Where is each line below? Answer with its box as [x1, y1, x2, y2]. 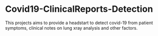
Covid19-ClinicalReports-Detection [5, 3, 154, 15]
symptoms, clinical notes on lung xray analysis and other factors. [5, 25, 138, 31]
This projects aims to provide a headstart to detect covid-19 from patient [5, 20, 154, 26]
